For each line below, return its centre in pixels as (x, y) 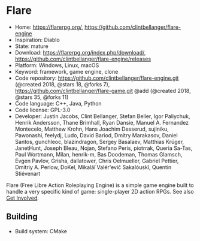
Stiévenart (28, 173)
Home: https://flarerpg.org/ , (49, 27)
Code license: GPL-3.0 (43, 110)
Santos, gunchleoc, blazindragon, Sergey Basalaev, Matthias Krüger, (99, 141)
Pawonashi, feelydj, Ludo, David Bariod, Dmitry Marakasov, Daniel (96, 135)
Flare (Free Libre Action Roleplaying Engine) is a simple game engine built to (100, 185)
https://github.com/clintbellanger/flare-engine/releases (83, 59)
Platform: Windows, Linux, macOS (57, 65)
